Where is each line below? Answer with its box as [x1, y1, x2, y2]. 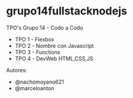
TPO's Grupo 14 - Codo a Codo [6, 24, 84, 31]
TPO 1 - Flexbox [14, 35, 55, 43]
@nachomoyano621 [14, 78, 64, 85]
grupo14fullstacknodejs [6, 4, 128, 18]
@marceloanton [14, 84, 55, 91]
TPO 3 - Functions [14, 48, 61, 55]
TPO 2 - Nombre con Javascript [14, 42, 94, 49]
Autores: [6, 66, 28, 73]
